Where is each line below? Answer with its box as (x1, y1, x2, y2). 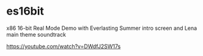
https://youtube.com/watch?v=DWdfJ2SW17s (6, 43, 121, 50)
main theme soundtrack (6, 30, 66, 38)
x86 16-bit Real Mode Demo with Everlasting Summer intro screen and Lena (6, 24, 197, 32)
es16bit (6, 4, 45, 18)
